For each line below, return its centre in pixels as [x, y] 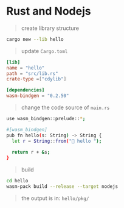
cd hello [17, 181]
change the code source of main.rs [65, 107]
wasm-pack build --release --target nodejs [62, 187]
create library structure [50, 28]
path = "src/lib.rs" [33, 74]
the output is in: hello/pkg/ [55, 198]
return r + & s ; [31, 152]
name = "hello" [26, 68]
